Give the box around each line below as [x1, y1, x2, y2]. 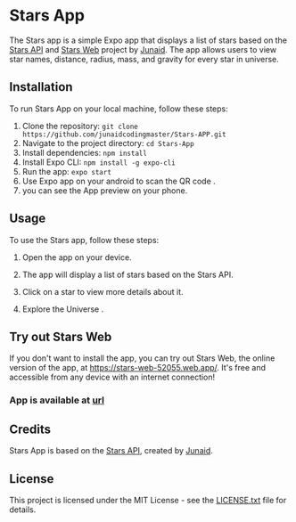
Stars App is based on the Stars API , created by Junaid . [9, 445, 214, 456]
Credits [9, 421, 52, 436]
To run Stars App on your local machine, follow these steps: [9, 103, 229, 114]
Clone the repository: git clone [21, 120, 138, 131]
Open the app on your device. [21, 251, 132, 263]
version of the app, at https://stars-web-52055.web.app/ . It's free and [9, 363, 266, 373]
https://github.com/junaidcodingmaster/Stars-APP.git [21, 130, 226, 139]
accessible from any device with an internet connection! [9, 371, 216, 383]
